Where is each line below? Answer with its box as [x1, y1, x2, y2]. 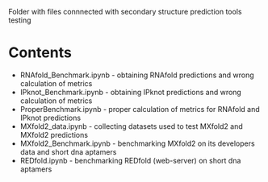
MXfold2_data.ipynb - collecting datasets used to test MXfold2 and [19, 121, 244, 131]
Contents [8, 43, 73, 62]
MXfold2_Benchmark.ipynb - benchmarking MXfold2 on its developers [19, 139, 256, 148]
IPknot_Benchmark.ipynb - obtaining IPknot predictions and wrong [19, 87, 242, 97]
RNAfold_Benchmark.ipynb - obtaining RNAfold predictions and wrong [19, 70, 254, 80]
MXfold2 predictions [19, 130, 89, 139]
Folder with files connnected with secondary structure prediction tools [8, 7, 242, 16]
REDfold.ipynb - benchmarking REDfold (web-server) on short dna [19, 155, 241, 165]
